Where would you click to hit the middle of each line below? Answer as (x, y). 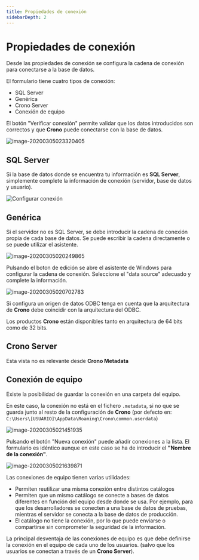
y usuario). (19, 187)
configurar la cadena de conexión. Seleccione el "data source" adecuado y (99, 274)
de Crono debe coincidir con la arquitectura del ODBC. (74, 310)
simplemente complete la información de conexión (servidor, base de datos (99, 181)
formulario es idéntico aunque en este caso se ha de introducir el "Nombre (99, 448)
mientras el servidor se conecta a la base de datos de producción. (96, 514)
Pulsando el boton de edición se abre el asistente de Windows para (89, 268)
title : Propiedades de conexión (46, 12)
